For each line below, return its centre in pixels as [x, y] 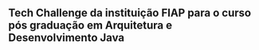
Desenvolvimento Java [67, 38]
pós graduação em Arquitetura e [90, 26]
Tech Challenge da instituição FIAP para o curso [130, 13]
